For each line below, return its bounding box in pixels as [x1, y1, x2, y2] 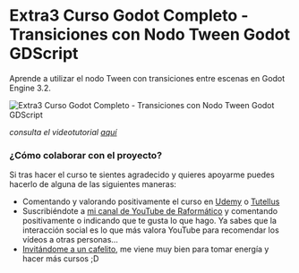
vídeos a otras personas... [21, 235, 119, 245]
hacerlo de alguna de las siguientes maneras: [9, 179, 177, 190]
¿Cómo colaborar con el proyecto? [9, 149, 163, 161]
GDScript [9, 44, 79, 64]
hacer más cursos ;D [21, 253, 99, 264]
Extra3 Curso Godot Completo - [9, 5, 249, 26]
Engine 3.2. [9, 82, 51, 93]
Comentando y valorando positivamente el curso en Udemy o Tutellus [21, 196, 280, 207]
